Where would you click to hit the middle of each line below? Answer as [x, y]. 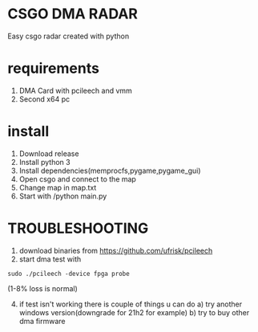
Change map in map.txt [58, 187]
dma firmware [42, 321]
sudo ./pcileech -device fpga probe [69, 274]
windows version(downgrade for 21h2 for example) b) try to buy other [134, 312]
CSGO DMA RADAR [73, 14]
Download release [49, 154]
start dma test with [50, 259]
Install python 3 [44, 162]
